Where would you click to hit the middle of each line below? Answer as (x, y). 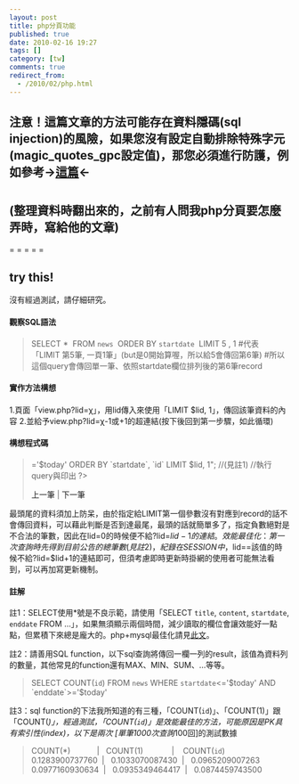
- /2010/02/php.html (55, 84)
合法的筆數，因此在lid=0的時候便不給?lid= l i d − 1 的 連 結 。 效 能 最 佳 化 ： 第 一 (150, 536)
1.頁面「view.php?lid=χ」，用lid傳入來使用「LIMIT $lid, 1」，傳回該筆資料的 (144, 410)
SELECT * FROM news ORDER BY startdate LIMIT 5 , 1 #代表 (145, 343)
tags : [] (25, 51)
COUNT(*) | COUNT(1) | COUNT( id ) (128, 751)
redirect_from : (37, 76)
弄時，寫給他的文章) (64, 228)
